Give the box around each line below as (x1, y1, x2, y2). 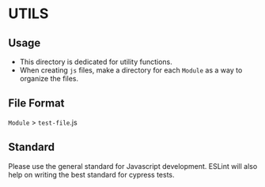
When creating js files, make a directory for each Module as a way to (19, 65, 243, 75)
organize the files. (19, 74, 79, 83)
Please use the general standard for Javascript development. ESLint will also (8, 161, 258, 170)
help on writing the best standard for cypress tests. (8, 170, 176, 179)
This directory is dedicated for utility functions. (19, 57, 172, 66)
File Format (8, 96, 65, 110)
